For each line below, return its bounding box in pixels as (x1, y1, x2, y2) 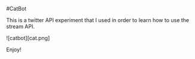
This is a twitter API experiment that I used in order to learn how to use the (6, 17, 190, 23)
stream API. (6, 23, 35, 30)
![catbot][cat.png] (6, 35, 50, 41)
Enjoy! (6, 46, 22, 53)
